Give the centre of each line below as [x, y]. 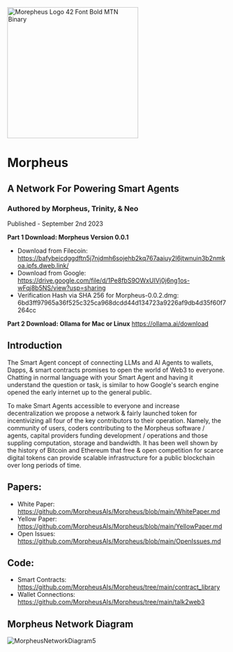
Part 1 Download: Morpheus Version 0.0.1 [68, 237]
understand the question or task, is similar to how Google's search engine [113, 384]
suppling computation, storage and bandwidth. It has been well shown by [113, 442]
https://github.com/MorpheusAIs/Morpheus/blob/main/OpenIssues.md [119, 541]
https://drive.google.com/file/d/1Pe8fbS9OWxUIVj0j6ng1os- [104, 280]
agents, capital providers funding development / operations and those [107, 435]
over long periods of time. [44, 465]
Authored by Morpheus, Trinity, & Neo [73, 208]
